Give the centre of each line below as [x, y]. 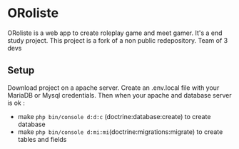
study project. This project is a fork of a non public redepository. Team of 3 [118, 40]
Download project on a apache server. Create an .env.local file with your [113, 88]
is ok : [16, 103]
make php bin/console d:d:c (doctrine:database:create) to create [114, 116]
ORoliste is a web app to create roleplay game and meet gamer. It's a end [115, 33]
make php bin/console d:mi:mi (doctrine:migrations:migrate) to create [120, 132]
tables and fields [42, 139]
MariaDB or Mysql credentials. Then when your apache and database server [119, 95]
